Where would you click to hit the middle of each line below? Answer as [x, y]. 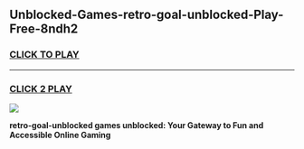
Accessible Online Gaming [60, 135]
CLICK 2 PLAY [41, 88]
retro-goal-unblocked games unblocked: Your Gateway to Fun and [137, 125]
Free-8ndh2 [44, 29]
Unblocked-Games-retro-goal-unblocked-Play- [147, 15]
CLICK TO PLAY [44, 55]
